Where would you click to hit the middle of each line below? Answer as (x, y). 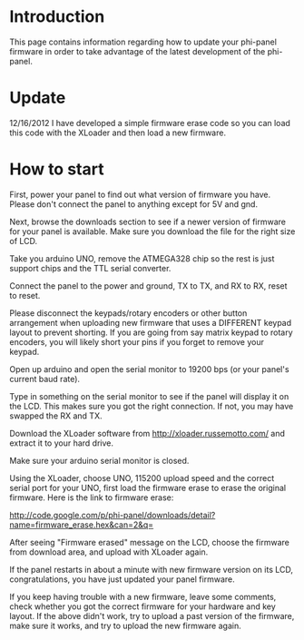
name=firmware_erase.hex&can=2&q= (82, 525)
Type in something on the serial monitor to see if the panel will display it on (149, 396)
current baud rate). (44, 379)
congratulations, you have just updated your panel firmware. (122, 579)
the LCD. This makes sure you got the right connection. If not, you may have (152, 406)
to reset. (25, 295)
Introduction (57, 17)
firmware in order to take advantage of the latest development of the (137, 51)
